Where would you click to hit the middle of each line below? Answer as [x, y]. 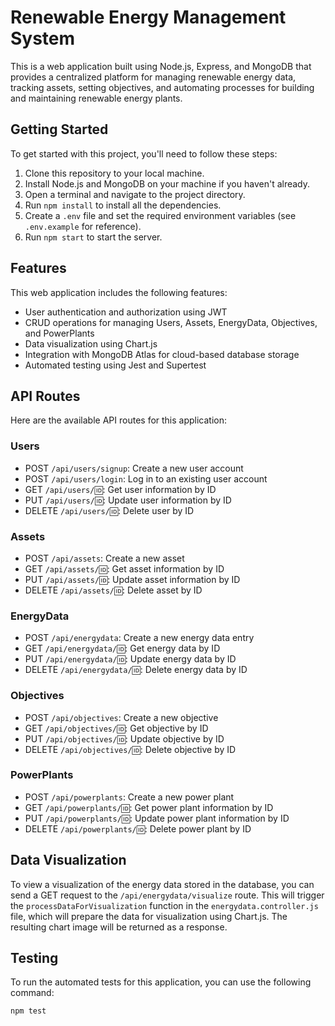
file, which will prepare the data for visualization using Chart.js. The [149, 916]
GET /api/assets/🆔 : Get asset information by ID [124, 568]
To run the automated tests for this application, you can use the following [161, 982]
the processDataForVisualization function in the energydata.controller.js [164, 905]
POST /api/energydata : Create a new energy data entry [139, 638]
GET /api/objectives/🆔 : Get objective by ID [116, 728]
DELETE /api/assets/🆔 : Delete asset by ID [113, 590]
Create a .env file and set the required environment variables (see [160, 215]
